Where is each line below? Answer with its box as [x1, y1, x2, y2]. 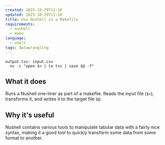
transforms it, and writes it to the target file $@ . [5, 96, 102, 102]
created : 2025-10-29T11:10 [5, 7, 62, 13]
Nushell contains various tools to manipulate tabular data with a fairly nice [5, 124, 160, 130]
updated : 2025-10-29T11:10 [5, 12, 62, 17]
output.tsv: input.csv [5, 59, 53, 64]
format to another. [5, 135, 43, 141]
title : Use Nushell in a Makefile [5, 17, 79, 22]
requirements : [5, 21, 36, 27]
